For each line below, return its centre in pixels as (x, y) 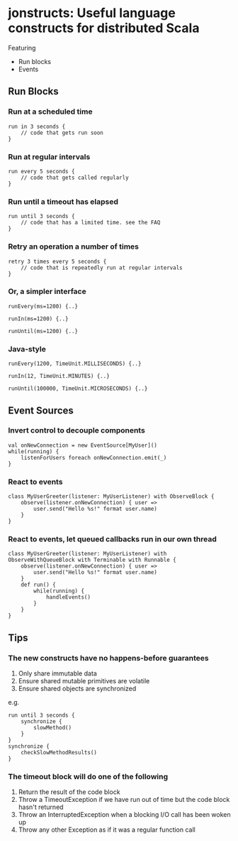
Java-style (27, 349)
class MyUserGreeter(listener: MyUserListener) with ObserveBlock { (111, 497)
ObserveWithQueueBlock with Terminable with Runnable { (92, 560)
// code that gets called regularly (75, 178)
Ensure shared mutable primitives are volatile (84, 681)
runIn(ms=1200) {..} (39, 319)
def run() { (38, 585)
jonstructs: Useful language (92, 13)
